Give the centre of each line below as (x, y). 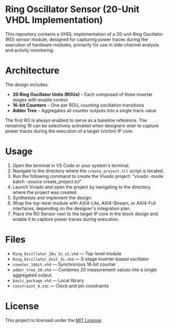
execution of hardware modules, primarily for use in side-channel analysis (82, 44)
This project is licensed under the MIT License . (54, 320)
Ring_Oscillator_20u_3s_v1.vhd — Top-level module (67, 253)
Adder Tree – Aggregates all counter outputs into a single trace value (84, 110)
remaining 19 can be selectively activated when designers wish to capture (82, 125)
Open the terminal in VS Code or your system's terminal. (71, 165)
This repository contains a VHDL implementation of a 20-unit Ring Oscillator (84, 34)
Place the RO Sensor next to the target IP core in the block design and (85, 214)
